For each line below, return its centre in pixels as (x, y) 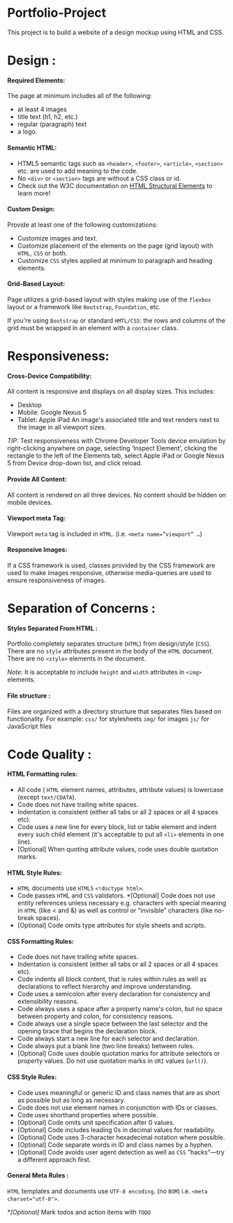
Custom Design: (31, 209)
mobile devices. (30, 502)
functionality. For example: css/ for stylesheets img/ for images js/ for (108, 719)
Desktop (29, 405)
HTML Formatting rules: (43, 774)
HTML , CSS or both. (42, 253)
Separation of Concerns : (81, 608)
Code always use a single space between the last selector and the (112, 1024)
